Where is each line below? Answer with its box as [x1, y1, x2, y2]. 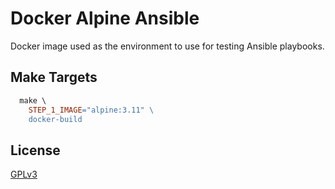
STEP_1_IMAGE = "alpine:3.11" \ [28, 105, 155, 115]
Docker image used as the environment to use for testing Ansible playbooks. [10, 40, 325, 52]
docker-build [28, 114, 83, 124]
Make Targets [10, 69, 98, 86]
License [10, 142, 61, 159]
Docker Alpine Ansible [10, 7, 200, 30]
